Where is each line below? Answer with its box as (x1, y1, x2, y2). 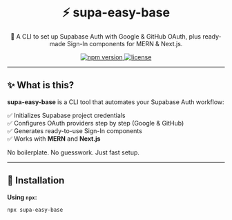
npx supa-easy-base (7, 206, 64, 213)
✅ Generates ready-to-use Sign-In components (7, 126, 143, 134)
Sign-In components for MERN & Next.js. (66, 39, 183, 48)
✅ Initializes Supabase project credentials (7, 111, 126, 119)
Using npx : (7, 193, 37, 201)
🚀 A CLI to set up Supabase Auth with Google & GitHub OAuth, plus (10, 32, 202, 41)
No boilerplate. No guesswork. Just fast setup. (7, 148, 140, 157)
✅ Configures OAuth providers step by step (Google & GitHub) (7, 119, 184, 127)
